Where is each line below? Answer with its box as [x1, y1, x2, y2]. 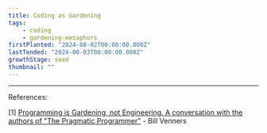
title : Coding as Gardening [8, 11, 102, 20]
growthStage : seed [8, 56, 69, 64]
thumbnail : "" [8, 63, 56, 71]
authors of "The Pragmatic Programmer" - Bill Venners [8, 116, 187, 125]
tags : [8, 19, 26, 27]
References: [8, 92, 48, 101]
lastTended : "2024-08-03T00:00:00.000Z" [8, 48, 145, 56]
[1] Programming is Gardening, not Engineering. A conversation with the [8, 108, 243, 117]
